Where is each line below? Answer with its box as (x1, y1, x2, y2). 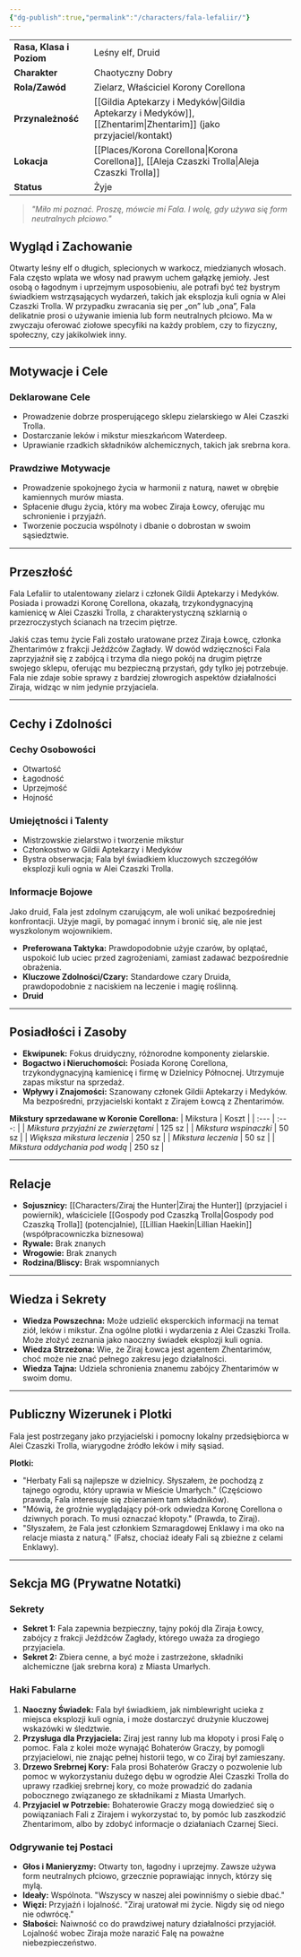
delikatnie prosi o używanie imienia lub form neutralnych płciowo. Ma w (9, 310, 273, 321)
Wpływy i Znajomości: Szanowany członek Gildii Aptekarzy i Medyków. (21, 1087, 288, 1097)
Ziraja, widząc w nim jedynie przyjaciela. (9, 682, 159, 693)
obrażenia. (21, 961, 63, 973)
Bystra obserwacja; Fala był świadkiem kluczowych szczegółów (21, 853, 258, 865)
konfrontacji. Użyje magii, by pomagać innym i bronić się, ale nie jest (9, 915, 262, 926)
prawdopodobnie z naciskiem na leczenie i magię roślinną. (21, 981, 239, 991)
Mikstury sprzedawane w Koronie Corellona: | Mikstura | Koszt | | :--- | (9, 1113, 276, 1124)
